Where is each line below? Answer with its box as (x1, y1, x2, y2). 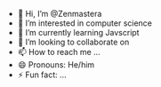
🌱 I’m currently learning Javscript (17, 28, 140, 37)
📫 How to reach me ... (17, 47, 101, 57)
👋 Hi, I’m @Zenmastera (17, 9, 102, 19)
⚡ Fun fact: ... (17, 69, 67, 80)
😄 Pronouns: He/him (17, 59, 95, 70)
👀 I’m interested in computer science (17, 18, 153, 28)
